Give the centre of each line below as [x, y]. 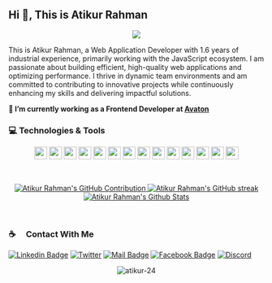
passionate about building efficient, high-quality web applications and [125, 67]
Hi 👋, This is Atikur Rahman [78, 15]
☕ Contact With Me [52, 234]
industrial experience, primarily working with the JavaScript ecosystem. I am [136, 59]
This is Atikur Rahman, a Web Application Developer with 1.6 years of [124, 50]
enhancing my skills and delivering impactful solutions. [100, 93]
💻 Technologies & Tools [57, 130]
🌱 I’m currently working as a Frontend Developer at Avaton [109, 109]
